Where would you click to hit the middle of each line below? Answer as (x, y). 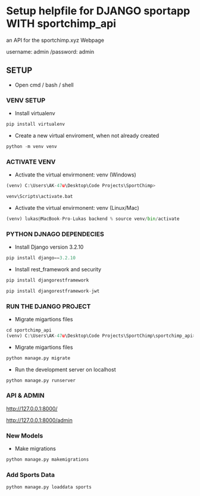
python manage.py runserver (41, 380)
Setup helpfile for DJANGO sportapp (98, 11)
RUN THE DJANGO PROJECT (49, 306)
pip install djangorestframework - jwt (53, 291)
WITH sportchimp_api (61, 24)
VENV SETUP (26, 100)
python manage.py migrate (38, 358)
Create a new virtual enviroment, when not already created (87, 135)
